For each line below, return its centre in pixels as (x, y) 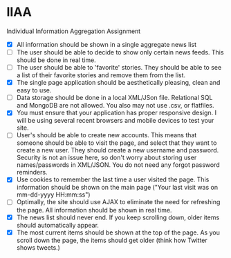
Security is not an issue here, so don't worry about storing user (107, 158)
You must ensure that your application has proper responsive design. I (117, 113)
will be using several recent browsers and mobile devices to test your (115, 121)
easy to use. (34, 90)
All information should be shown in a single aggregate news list (107, 44)
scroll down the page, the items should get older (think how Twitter (112, 240)
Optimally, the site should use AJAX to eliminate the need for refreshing (118, 202)
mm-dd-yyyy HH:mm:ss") (53, 195)
